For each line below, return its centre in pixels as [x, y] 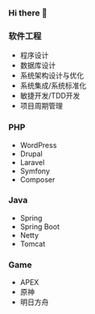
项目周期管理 [41, 106]
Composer [37, 179]
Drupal [31, 154]
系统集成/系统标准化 [53, 86]
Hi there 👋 [28, 13]
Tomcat [33, 244]
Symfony [35, 171]
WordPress [38, 145]
